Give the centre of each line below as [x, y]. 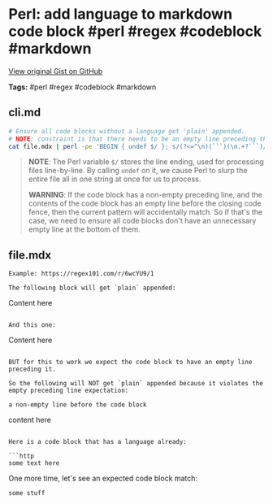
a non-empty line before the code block [78, 405]
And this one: [32, 325]
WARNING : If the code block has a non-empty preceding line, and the [145, 195]
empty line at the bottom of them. [84, 229]
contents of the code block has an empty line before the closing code [145, 203]
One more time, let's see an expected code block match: [103, 478]
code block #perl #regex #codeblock [135, 31]
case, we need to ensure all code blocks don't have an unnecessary [142, 221]
